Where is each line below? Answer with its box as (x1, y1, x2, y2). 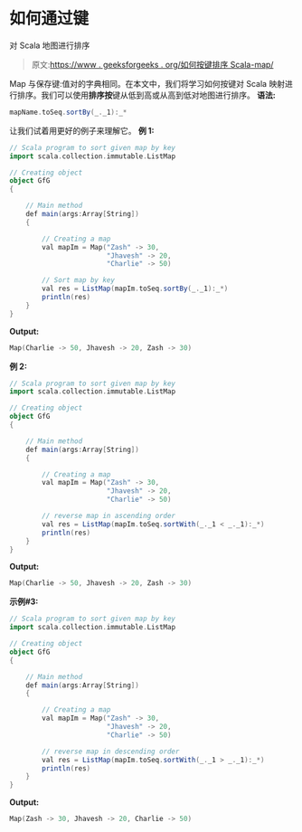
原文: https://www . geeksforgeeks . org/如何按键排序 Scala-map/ (31, 59, 274, 70)
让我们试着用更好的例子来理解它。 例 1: (9, 125, 155, 136)
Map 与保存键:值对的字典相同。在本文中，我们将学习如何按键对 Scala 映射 (9, 78, 286, 89)
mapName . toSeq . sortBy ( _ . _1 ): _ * (9, 108, 127, 117)
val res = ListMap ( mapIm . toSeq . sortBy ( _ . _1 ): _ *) (42, 284, 229, 294)
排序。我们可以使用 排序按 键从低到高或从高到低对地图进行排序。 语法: (16, 90, 276, 100)
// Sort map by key (42, 276, 116, 285)
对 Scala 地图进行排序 (9, 40, 90, 51)
